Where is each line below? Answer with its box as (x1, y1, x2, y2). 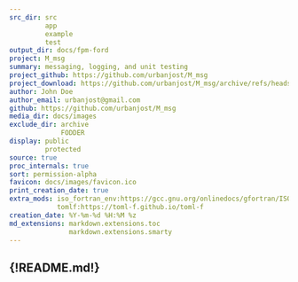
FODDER (60, 129, 86, 137)
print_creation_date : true (9, 186, 109, 195)
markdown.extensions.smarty (68, 227, 173, 236)
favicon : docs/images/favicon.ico (9, 178, 137, 187)
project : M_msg (9, 54, 66, 63)
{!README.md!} (9, 260, 100, 275)
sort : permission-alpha (9, 169, 98, 178)
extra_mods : (9, 194, 53, 204)
